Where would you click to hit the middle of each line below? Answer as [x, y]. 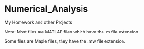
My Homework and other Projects [39, 22]
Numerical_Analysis [46, 9]
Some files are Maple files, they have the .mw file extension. [65, 41]
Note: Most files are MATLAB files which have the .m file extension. [72, 32]
